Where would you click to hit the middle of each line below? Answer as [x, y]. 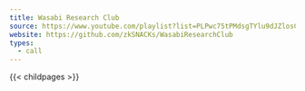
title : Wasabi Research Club [64, 18]
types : [22, 43]
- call [30, 51]
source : [24, 26]
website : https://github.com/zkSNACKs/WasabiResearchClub [121, 34]
